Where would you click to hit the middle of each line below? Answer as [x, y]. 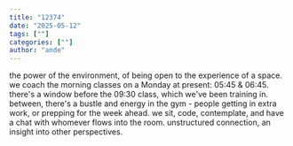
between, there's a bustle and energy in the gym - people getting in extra [143, 104]
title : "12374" [37, 17]
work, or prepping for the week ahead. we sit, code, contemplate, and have [146, 113]
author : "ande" [37, 50]
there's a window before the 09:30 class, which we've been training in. [139, 95]
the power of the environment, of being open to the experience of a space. [146, 75]
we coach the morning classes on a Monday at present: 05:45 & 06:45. [139, 85]
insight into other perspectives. [66, 132]
